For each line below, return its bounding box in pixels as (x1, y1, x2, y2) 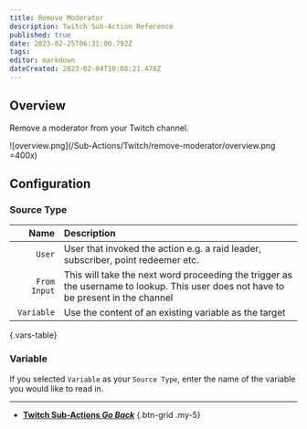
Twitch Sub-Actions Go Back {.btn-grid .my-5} (22, 409, 201, 420)
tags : (9, 47, 30, 57)
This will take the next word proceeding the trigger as (63, 268, 292, 281)
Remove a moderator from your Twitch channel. (9, 122, 189, 133)
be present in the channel (63, 291, 174, 304)
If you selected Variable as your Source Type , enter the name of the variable (9, 373, 296, 384)
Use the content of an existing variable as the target (63, 307, 286, 319)
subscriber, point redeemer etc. (63, 254, 199, 267)
